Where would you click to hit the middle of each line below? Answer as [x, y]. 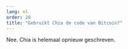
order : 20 [19, 17]
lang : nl [17, 12]
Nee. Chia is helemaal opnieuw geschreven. [61, 40]
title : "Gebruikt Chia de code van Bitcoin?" [64, 23]
